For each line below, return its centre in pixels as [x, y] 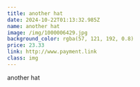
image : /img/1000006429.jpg [48, 33]
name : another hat [33, 26]
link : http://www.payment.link [52, 52]
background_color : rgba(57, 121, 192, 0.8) [71, 39]
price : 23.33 [26, 45]
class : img [23, 58]
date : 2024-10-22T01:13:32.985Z [53, 20]
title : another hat [35, 13]
